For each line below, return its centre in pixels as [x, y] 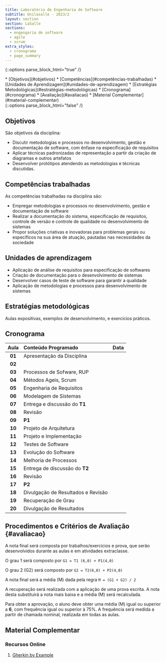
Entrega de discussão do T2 [56, 468]
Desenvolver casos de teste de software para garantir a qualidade [79, 280]
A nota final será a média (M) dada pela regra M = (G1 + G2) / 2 [71, 580]
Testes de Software [46, 444]
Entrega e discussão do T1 [55, 404]
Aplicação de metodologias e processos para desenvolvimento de [80, 286]
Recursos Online [25, 644]
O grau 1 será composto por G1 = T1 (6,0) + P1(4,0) [60, 561]
